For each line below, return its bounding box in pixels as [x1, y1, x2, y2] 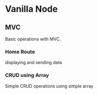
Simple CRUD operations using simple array [5, 83, 94, 89]
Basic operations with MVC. [5, 36, 61, 42]
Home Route [5, 48, 35, 55]
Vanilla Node [5, 3, 58, 15]
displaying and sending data [5, 60, 62, 65]
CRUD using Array [5, 72, 49, 79]
